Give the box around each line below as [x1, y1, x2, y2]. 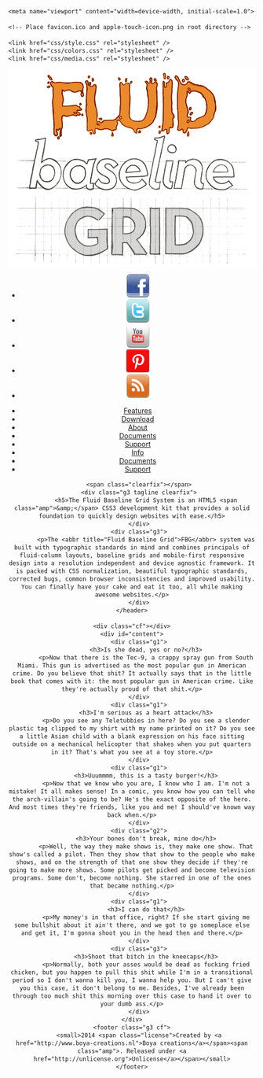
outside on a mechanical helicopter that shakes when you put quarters [12, 740, 252, 748]
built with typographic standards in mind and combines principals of [14, 543, 250, 552]
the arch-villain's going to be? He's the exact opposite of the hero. [12, 795, 252, 803]
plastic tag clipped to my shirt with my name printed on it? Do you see [9, 724, 255, 733]
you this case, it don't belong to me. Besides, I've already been [19, 984, 245, 992]
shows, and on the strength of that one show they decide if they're [15, 858, 249, 866]
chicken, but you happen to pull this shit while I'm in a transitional [10, 968, 254, 976]
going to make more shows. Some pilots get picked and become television [9, 866, 255, 874]
